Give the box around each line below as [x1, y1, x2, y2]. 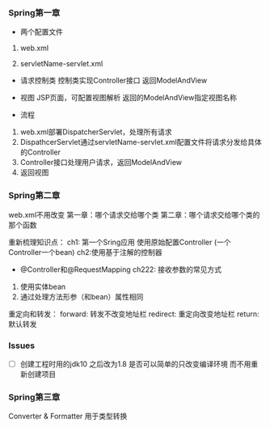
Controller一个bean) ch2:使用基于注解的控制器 [8, 247, 163, 256]
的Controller [19, 147, 61, 157]
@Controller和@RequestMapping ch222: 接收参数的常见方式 [19, 265, 222, 274]
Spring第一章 [8, 6, 61, 18]
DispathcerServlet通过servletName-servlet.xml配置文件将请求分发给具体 [19, 138, 263, 147]
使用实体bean [19, 282, 66, 291]
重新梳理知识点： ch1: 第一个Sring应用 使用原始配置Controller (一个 [8, 237, 232, 247]
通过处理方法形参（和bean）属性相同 [19, 291, 144, 301]
